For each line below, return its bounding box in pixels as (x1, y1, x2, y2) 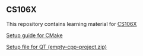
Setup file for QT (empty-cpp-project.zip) (6, 43, 107, 50)
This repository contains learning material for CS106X (6, 20, 137, 27)
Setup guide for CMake (6, 32, 63, 39)
